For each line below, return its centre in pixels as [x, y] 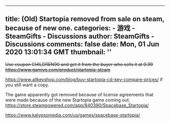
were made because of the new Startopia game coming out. [68, 100]
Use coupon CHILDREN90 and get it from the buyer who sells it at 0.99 [79, 64]
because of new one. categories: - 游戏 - [70, 28]
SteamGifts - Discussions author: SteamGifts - [80, 37]
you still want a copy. [27, 85]
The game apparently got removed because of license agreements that [79, 94]
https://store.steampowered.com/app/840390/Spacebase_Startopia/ [77, 105]
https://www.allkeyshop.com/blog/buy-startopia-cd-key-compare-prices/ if [84, 79]
